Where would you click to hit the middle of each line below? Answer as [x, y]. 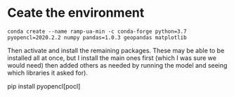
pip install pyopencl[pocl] [44, 86]
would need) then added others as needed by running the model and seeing [117, 65]
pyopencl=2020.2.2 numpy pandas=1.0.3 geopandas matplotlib [97, 37]
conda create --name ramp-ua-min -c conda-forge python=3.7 [97, 31]
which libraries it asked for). [47, 73]
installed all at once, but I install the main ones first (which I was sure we [112, 58]
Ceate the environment [76, 13]
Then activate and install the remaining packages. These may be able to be [116, 50]
